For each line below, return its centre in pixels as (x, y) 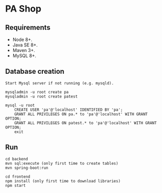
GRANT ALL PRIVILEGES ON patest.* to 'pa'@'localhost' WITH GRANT (86, 123)
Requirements (28, 28)
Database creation (35, 71)
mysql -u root (20, 105)
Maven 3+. (24, 50)
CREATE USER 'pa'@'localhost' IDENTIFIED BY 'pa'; (69, 110)
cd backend (17, 159)
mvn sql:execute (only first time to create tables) (62, 163)
